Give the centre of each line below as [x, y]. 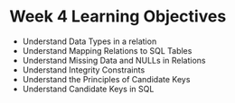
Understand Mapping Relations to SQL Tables [107, 50]
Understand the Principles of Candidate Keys [106, 79]
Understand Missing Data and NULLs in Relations [114, 60]
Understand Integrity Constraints [84, 70]
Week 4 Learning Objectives [118, 17]
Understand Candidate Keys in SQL [88, 89]
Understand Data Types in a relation [89, 41]
